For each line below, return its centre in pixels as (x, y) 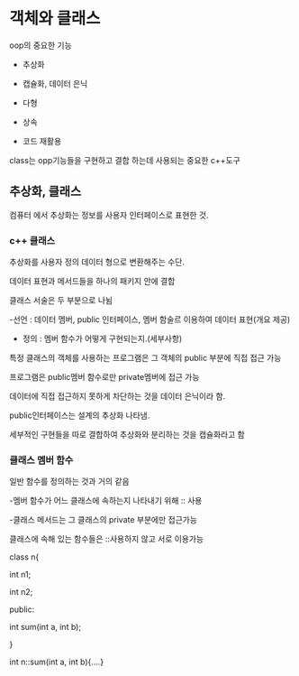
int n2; (21, 592)
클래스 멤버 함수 (41, 459)
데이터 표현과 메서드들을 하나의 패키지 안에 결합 (92, 282)
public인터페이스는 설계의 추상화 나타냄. (80, 415)
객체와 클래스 (55, 19)
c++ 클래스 (32, 240)
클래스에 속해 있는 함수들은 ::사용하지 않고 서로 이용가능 (107, 539)
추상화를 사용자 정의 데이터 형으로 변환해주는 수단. (97, 262)
